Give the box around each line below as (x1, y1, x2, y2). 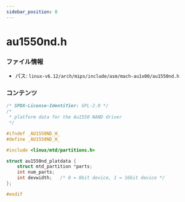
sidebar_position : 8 (6, 8, 58, 15)
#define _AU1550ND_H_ (6, 136, 61, 142)
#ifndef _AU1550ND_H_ (6, 130, 61, 136)
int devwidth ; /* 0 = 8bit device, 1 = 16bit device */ (17, 175, 165, 181)
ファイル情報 (6, 57, 44, 66)
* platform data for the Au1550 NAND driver (8, 114, 122, 121)
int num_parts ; (17, 169, 55, 175)
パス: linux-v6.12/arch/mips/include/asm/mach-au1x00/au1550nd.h (14, 72, 180, 80)
